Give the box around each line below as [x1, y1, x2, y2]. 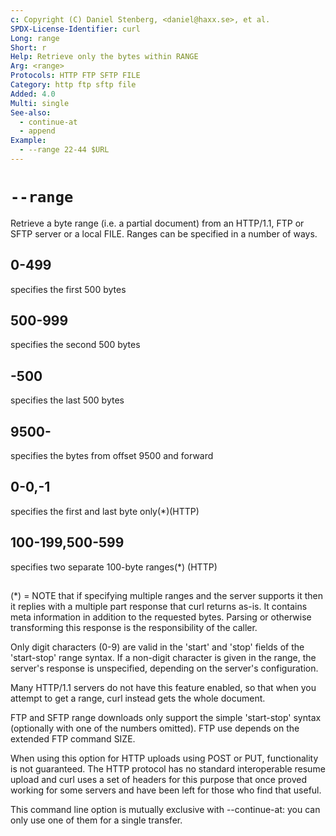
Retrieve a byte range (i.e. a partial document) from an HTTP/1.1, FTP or [10, 217, 305, 229]
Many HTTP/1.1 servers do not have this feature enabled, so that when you [10, 682, 317, 694]
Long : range [10, 33, 60, 43]
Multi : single [10, 98, 70, 108]
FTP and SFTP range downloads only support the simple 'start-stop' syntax [10, 712, 322, 724]
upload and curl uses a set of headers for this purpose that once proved [10, 774, 307, 786]
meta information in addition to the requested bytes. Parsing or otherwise [10, 611, 312, 623]
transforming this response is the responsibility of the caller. [10, 622, 258, 634]
